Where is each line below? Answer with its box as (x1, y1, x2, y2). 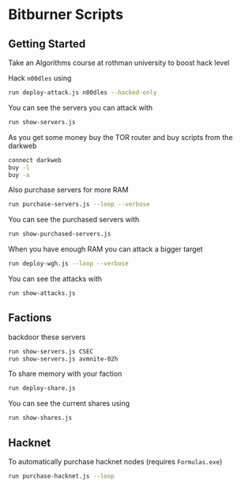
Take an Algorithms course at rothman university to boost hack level (8, 58, 230, 67)
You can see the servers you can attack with (8, 103, 153, 112)
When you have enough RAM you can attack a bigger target (8, 244, 203, 254)
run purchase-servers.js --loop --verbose (8, 200, 150, 209)
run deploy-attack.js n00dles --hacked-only (8, 89, 157, 96)
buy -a (8, 171, 30, 179)
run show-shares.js (8, 414, 73, 422)
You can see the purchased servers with (8, 215, 140, 225)
